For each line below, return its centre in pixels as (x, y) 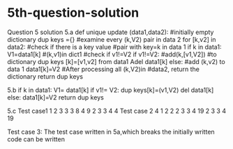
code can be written (36, 139)
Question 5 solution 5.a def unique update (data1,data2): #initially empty (111, 32)
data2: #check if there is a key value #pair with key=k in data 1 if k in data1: (114, 47)
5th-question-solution (73, 13)
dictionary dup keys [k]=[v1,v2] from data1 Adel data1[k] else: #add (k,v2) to (116, 61)
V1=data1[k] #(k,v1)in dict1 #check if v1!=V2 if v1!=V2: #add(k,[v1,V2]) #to (112, 54)
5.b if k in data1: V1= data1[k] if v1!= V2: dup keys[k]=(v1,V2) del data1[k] (111, 90)
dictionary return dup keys (45, 76)
